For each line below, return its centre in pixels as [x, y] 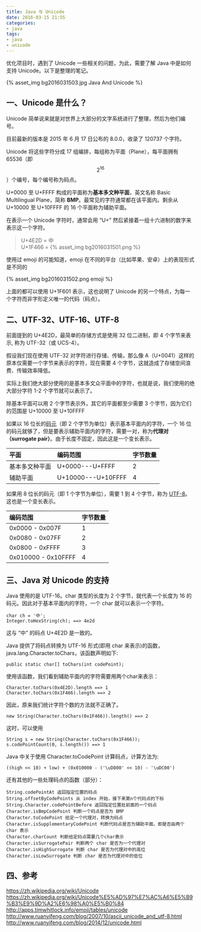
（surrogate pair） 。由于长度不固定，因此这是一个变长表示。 [81, 439]
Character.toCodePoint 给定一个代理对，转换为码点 [65, 817]
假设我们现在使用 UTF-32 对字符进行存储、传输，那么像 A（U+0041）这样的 [100, 356]
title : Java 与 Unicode [35, 12]
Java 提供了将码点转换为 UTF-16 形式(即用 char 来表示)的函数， [85, 645]
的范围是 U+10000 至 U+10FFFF [45, 411]
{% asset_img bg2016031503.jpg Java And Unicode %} [74, 82]
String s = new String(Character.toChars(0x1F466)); [73, 739]
